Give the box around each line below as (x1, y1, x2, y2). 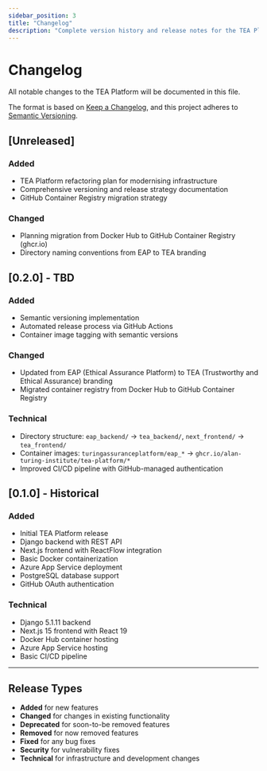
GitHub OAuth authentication (19, 579, 114, 589)
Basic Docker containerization (19, 554, 118, 564)
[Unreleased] (8, 134, 75, 147)
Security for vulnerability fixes (19, 746, 120, 755)
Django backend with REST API (19, 537, 122, 546)
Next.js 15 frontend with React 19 (19, 626, 128, 636)
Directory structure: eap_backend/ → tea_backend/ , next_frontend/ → (19, 431, 245, 440)
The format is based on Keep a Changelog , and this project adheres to (8, 103, 238, 112)
